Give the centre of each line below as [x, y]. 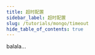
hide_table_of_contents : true [45, 29]
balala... [16, 46]
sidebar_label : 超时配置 [36, 18]
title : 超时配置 [25, 12]
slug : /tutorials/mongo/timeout [47, 23]
